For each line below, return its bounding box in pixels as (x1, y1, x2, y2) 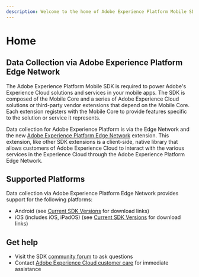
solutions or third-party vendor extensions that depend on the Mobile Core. (6, 101, 190, 108)
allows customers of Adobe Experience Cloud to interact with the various (6, 144, 185, 152)
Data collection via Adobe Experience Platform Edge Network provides (6, 190, 179, 197)
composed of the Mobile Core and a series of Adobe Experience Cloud (6, 95, 179, 102)
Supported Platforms (6, 174, 85, 184)
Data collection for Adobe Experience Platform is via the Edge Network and (6, 125, 190, 133)
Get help (6, 237, 38, 247)
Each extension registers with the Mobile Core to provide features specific (6, 108, 187, 115)
